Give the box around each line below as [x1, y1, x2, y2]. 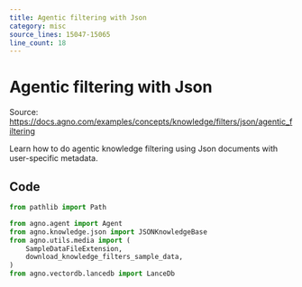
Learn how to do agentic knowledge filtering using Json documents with [9, 143, 279, 154]
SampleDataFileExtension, [25, 244, 124, 253]
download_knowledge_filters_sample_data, [25, 253, 183, 262]
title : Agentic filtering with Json [9, 13, 147, 22]
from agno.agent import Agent [9, 219, 124, 228]
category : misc [9, 22, 67, 31]
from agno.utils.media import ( [9, 236, 131, 245]
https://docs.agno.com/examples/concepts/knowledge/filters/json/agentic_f [9, 116, 293, 127]
